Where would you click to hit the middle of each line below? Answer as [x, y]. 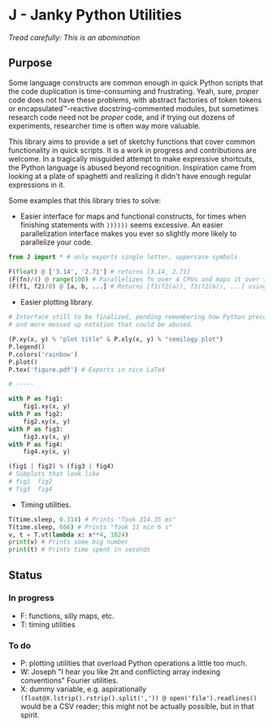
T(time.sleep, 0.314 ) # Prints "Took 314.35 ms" [92, 519]
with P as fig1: [36, 399]
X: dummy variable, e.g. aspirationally [83, 689]
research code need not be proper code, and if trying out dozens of [122, 117]
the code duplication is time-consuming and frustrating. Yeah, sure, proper [134, 91]
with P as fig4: [36, 444]
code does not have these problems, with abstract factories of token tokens [135, 100]
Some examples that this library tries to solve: [85, 200]
